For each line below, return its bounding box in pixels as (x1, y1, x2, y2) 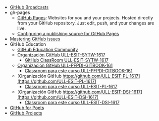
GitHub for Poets (9, 105, 45, 111)
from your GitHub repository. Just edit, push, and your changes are (17, 20, 155, 26)
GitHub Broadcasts (9, 4, 49, 10)
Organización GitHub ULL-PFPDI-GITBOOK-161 (17, 62, 113, 68)
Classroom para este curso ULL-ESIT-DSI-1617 (24, 100, 120, 105)
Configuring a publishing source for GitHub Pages (17, 31, 119, 36)
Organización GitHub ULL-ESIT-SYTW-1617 (17, 52, 106, 58)
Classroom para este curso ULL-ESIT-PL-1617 (24, 84, 117, 89)
